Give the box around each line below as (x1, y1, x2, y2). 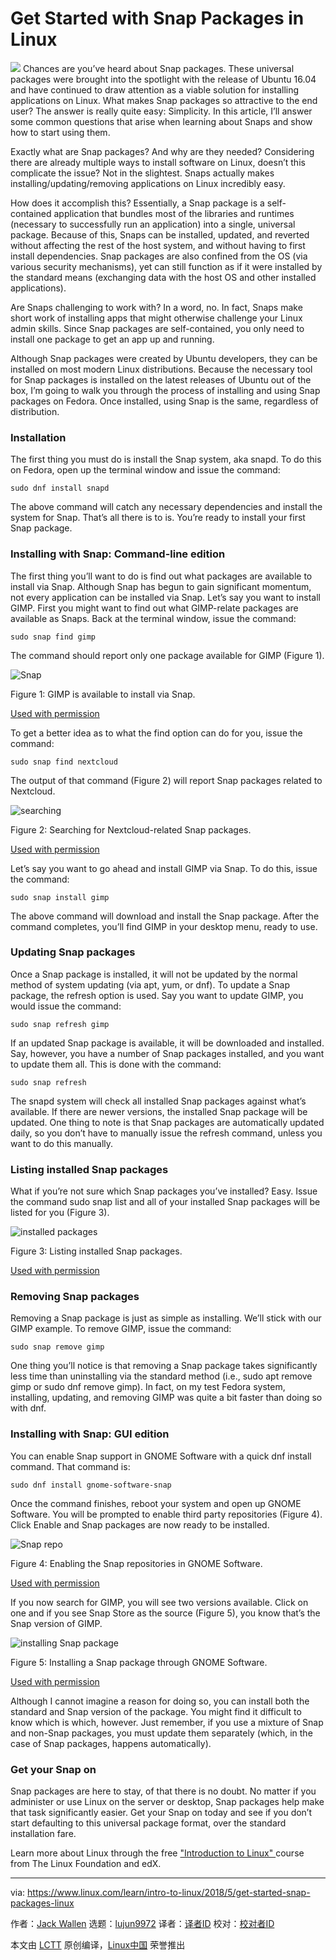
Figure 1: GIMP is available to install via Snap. (10, 688, 196, 700)
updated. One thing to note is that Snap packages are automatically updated (10, 1116, 325, 1128)
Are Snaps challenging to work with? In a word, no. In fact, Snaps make (10, 301, 303, 313)
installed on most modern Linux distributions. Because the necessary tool (10, 363, 313, 375)
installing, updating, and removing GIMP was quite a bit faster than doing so (10, 1392, 323, 1404)
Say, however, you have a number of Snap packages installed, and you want (10, 1047, 325, 1059)
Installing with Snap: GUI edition (10, 1427, 170, 1441)
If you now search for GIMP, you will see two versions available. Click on (10, 1596, 309, 1608)
